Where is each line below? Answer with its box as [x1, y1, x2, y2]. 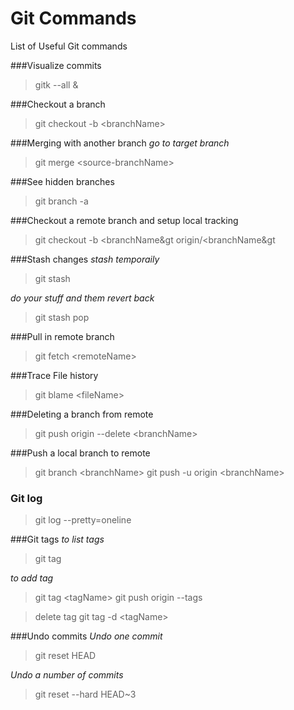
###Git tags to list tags [10, 533, 105, 546]
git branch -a [34, 195, 89, 207]
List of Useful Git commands [10, 40, 128, 52]
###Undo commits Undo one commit [10, 630, 163, 642]
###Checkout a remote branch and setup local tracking [10, 214, 239, 226]
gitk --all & [34, 78, 79, 91]
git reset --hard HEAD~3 [34, 688, 137, 701]
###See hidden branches [10, 175, 115, 187]
